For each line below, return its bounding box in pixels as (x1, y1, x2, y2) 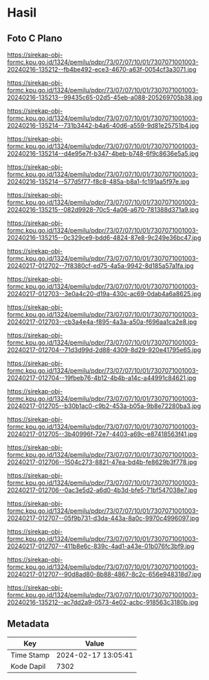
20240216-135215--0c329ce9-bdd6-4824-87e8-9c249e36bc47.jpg (7, 233, 201, 242)
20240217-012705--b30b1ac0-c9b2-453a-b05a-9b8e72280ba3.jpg (7, 402, 201, 410)
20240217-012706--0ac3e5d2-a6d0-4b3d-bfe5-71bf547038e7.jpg (7, 486, 197, 494)
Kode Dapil (10, 661, 46, 671)
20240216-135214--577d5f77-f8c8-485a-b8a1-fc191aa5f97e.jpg (7, 177, 190, 186)
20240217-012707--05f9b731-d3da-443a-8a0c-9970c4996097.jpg (7, 514, 199, 522)
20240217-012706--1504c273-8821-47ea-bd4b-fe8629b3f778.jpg (7, 458, 197, 466)
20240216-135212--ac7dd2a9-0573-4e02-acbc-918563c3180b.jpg (7, 599, 199, 606)
